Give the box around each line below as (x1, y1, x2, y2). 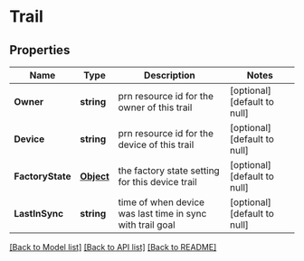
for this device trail (118, 176, 197, 188)
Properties (9, 42, 71, 58)
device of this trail (118, 138, 195, 151)
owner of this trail (118, 101, 193, 114)
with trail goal (118, 219, 176, 231)
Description (143, 70, 196, 81)
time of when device (118, 196, 205, 209)
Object (80, 170, 110, 182)
